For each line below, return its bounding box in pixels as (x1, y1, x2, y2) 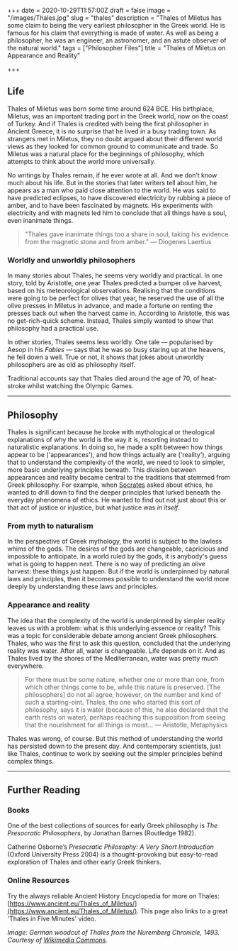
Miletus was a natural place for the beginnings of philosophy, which (7, 149, 205, 158)
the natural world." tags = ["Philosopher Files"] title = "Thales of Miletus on (7, 44, 226, 52)
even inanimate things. (7, 216, 74, 224)
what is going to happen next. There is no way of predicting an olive (7, 560, 205, 568)
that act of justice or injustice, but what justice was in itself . (7, 503, 181, 512)
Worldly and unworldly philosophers (7, 255, 136, 265)
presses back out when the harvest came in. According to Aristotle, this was (7, 309, 230, 318)
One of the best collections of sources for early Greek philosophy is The (7, 821, 218, 830)
